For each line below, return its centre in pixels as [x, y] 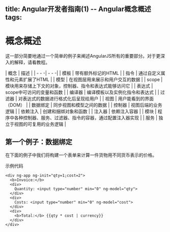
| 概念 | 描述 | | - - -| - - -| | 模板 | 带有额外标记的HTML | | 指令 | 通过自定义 [83, 73]
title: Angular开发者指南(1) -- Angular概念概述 [78, 9]
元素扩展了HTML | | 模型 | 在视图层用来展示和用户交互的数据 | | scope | [88, 80]
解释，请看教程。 [32, 62]
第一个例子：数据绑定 [39, 142]
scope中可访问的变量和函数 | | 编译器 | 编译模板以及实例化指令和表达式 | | [82, 92]
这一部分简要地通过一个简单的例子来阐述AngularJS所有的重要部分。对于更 [83, 56]
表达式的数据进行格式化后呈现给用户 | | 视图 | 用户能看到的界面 [88, 99]
